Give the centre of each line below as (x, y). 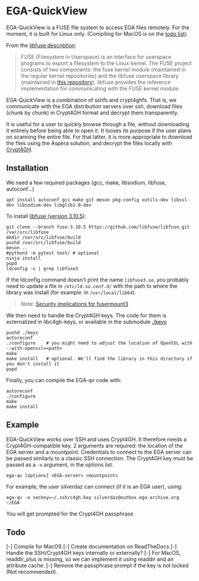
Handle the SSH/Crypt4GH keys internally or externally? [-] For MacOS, (94, 553)
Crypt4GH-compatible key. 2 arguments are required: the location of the (94, 445)
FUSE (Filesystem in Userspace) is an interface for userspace (96, 57)
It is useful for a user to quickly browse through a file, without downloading (98, 124)
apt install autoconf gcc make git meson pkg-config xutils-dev (87, 200)
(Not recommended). (32, 572)
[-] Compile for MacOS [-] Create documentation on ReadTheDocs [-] (91, 546)
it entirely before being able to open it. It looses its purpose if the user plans (99, 130)
